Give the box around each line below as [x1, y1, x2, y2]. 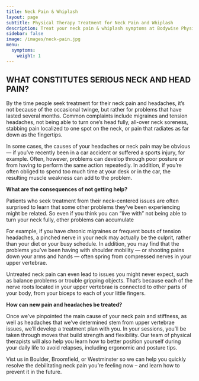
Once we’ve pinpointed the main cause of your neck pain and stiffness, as [6, 313, 187, 320]
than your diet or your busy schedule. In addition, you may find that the [6, 240, 179, 247]
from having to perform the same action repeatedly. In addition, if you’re [6, 161, 182, 169]
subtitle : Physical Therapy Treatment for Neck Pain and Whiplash [6, 20, 174, 26]
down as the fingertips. [6, 131, 63, 138]
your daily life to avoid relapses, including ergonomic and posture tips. [6, 344, 178, 351]
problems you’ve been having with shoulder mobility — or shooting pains [6, 247, 185, 254]
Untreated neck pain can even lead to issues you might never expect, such [6, 271, 188, 278]
